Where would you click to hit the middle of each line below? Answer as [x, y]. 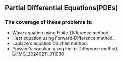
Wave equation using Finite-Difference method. [61, 33]
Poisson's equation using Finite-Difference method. [65, 48]
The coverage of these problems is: [49, 22]
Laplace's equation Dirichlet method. [50, 43]
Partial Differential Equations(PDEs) [61, 8]
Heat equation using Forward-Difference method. [63, 38]
